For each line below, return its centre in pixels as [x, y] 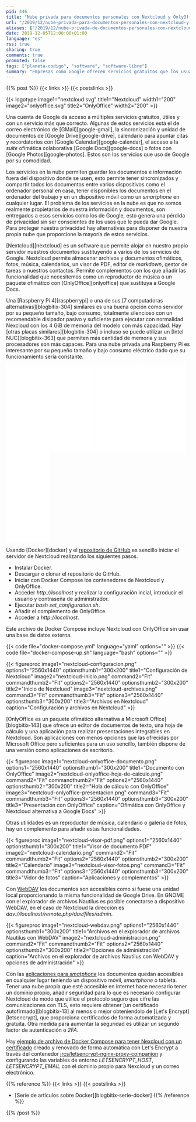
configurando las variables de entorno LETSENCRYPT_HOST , [80, 1060]
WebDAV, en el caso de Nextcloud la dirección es [65, 908]
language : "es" [24, 39]
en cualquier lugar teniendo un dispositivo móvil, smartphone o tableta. [92, 980]
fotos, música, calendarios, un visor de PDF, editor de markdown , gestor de [97, 264]
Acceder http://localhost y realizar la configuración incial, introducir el [99, 593]
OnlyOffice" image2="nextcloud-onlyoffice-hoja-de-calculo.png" [85, 774]
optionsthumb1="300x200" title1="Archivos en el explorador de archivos [93, 931]
